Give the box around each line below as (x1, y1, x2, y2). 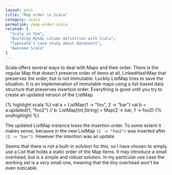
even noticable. (5, 165, 38, 171)
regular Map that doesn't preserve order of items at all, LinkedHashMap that (5, 70, 166, 76)
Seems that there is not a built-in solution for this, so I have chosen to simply (5, 143, 167, 149)
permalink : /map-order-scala (5, 21, 68, 27)
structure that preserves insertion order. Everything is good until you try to (5, 86, 163, 92)
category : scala (5, 17, 40, 22)
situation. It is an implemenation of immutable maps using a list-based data (5, 80, 164, 87)
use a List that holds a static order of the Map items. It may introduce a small (5, 148, 167, 155)
